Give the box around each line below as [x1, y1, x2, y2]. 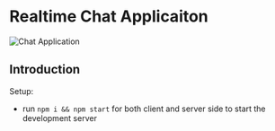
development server [22, 112, 97, 123]
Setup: [9, 85, 34, 96]
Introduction [9, 62, 81, 77]
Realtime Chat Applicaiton [9, 6, 208, 27]
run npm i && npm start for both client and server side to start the [22, 103, 267, 114]
